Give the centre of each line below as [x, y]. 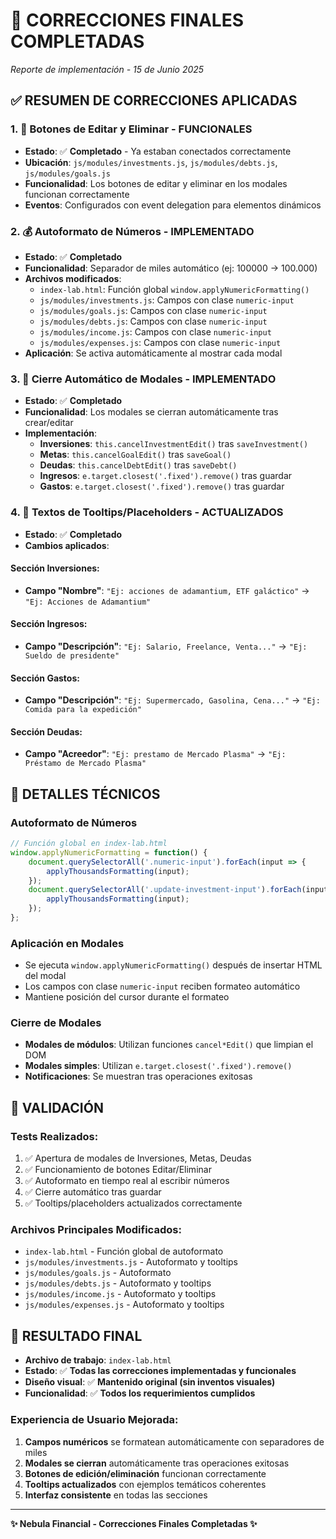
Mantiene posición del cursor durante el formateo [127, 997]
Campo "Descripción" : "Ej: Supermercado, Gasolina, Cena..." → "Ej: [172, 700]
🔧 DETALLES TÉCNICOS [85, 794]
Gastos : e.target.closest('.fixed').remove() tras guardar [162, 486]
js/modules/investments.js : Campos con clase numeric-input [167, 300]
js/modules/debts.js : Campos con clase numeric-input [153, 321]
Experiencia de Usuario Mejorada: [94, 1420]
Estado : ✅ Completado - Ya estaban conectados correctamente [158, 151]
